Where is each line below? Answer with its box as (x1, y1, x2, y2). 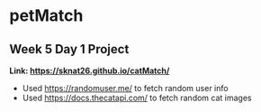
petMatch (9, 5, 84, 26)
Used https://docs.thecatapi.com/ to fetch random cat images (22, 92, 252, 103)
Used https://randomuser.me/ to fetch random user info (22, 83, 229, 93)
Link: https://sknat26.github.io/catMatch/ (9, 65, 170, 76)
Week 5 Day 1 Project (9, 42, 130, 57)
